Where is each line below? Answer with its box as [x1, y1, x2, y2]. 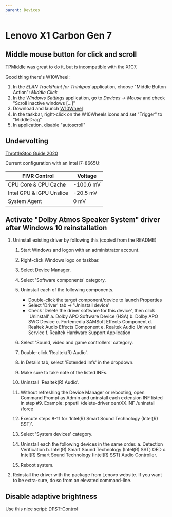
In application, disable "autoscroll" [12, 122, 86, 128]
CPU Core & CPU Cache [8, 181, 66, 188]
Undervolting [5, 137, 49, 145]
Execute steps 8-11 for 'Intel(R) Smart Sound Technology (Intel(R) [20, 416, 158, 422]
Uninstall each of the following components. [20, 287, 114, 293]
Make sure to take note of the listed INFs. [20, 370, 108, 376]
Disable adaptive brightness [5, 492, 98, 501]
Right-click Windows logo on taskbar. [20, 257, 100, 263]
